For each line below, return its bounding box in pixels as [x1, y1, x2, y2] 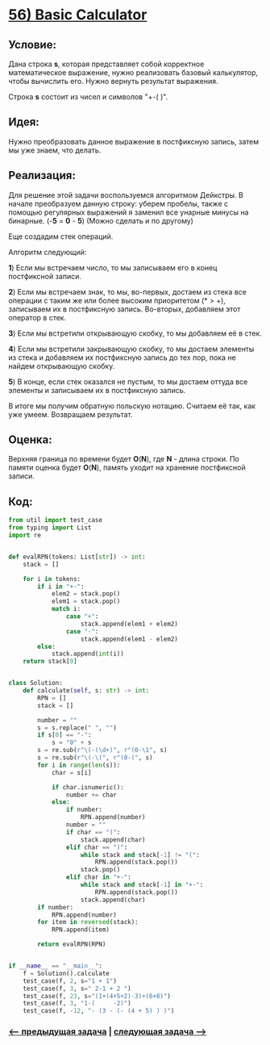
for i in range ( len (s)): [37, 761, 121, 769]
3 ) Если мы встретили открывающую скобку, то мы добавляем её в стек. [8, 328, 262, 338]
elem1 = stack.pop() [51, 597, 121, 606]
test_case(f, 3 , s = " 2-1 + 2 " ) [23, 984, 131, 993]
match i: [51, 605, 81, 613]
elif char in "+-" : [65, 873, 131, 881]
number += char [65, 791, 117, 799]
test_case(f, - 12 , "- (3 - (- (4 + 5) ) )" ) [23, 1007, 175, 1015]
